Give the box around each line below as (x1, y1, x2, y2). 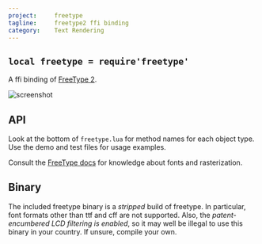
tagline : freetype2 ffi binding (8, 19, 129, 27)
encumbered (8, 219, 50, 228)
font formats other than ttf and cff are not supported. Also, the (8, 210, 211, 219)
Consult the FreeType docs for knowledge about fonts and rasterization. (8, 158, 243, 167)
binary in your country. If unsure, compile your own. (8, 227, 177, 236)
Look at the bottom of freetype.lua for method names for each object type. (8, 134, 255, 143)
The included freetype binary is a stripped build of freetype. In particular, (8, 201, 246, 211)
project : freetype (8, 11, 83, 20)
